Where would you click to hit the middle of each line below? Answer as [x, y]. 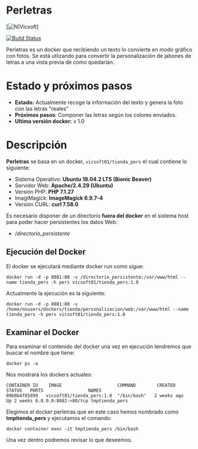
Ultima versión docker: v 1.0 [49, 121]
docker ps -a [22, 364]
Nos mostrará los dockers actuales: [49, 375]
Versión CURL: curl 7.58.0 [46, 204]
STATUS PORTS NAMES [54, 391]
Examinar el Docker [43, 332]
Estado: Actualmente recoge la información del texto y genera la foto [99, 102]
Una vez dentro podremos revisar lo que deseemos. [69, 440]
